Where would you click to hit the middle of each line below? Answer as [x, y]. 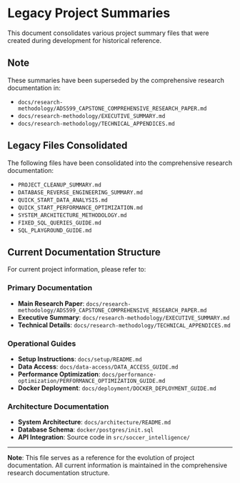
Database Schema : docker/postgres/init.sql [86, 429]
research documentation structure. [59, 473]
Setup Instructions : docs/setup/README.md [80, 359]
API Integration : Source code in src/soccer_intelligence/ [104, 437]
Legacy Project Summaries [89, 13]
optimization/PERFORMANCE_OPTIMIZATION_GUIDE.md [91, 381]
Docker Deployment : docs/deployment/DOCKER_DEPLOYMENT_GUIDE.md [117, 388]
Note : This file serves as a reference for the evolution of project [101, 458]
